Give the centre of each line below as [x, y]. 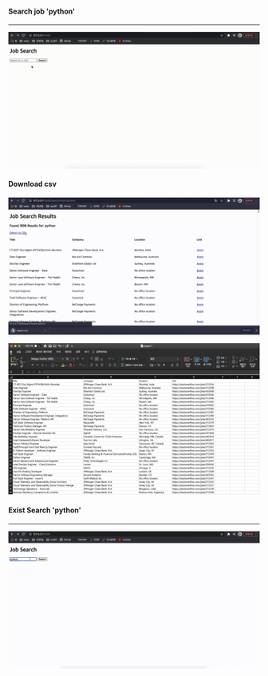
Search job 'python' [42, 11]
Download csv [33, 184]
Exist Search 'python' [45, 510]
